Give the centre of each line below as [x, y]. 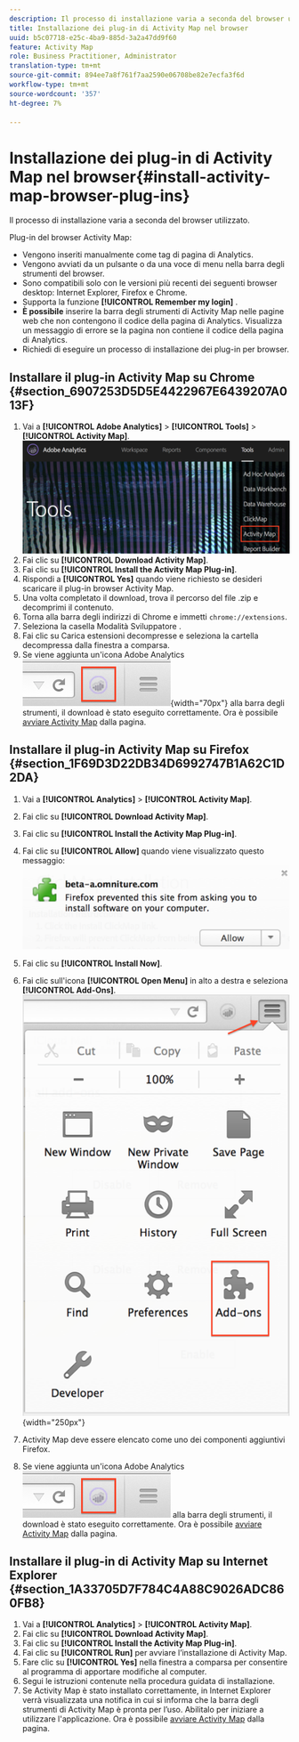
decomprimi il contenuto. [68, 607]
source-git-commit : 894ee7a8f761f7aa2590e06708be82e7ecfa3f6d [127, 76]
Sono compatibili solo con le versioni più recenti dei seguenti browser [149, 283]
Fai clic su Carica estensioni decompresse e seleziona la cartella [140, 636]
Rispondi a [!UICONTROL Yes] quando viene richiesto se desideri [142, 579]
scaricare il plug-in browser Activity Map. [98, 588]
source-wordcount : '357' [55, 93]
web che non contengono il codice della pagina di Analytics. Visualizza [152, 321]
